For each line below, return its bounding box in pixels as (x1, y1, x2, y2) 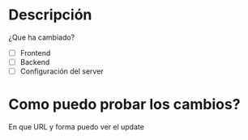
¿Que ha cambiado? (8, 32, 75, 42)
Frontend (19, 48, 51, 57)
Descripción (8, 6, 92, 24)
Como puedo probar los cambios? (8, 95, 241, 114)
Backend (19, 57, 50, 66)
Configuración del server (19, 66, 104, 76)
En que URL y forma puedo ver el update (8, 122, 144, 132)
